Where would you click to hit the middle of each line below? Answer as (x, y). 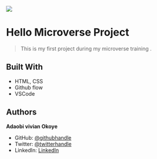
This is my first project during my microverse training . (86, 48)
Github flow (29, 87)
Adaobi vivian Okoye (32, 126)
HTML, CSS (29, 81)
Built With (24, 67)
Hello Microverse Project (68, 33)
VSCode (25, 93)
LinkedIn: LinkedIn (37, 150)
